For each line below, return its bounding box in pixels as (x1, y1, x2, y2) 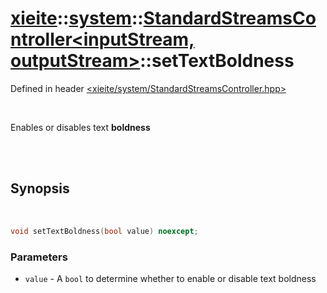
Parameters (10, 250, 68, 264)
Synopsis (10, 180, 70, 197)
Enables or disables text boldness (10, 121, 151, 133)
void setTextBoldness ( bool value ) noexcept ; (10, 226, 199, 236)
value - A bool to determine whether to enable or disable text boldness (24, 272, 317, 284)
